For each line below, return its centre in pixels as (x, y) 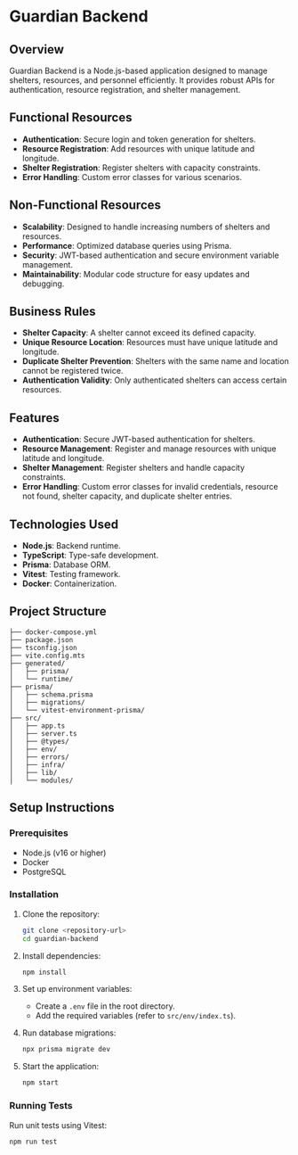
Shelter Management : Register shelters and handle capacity (133, 468)
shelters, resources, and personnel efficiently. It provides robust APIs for (142, 80)
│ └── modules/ (41, 780)
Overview (37, 49)
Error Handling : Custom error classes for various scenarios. (132, 177)
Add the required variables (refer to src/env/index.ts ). (136, 1016)
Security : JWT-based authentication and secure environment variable (150, 255)
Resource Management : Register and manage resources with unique (149, 449)
